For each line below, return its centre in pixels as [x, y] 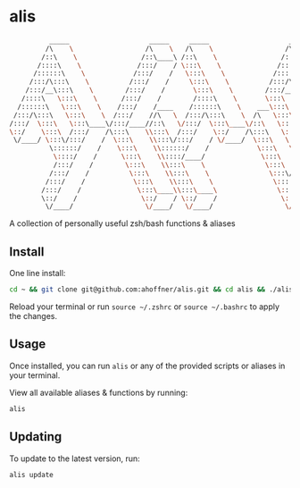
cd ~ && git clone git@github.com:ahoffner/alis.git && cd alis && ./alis [151, 290]
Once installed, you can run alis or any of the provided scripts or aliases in [147, 366]
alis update [31, 475]
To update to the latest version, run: [75, 459]
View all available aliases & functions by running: [99, 392]
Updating [36, 437]
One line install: [37, 273]
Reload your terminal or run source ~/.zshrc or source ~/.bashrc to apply [144, 307]
